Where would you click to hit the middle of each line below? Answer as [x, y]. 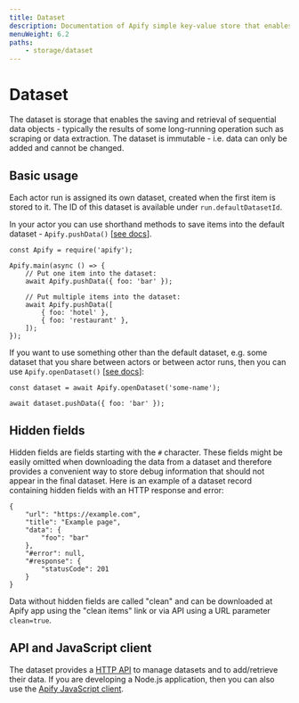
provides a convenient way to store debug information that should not [137, 471]
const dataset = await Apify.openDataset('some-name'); [115, 388]
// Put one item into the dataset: [91, 273]
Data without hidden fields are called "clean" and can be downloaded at [141, 601]
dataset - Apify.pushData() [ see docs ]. [81, 234]
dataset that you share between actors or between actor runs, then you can [148, 361]
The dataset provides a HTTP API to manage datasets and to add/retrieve [144, 669]
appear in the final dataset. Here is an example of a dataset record [130, 480]
